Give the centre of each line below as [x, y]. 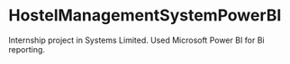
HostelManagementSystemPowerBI [145, 16]
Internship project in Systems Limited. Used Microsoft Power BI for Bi [136, 40]
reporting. [27, 49]
